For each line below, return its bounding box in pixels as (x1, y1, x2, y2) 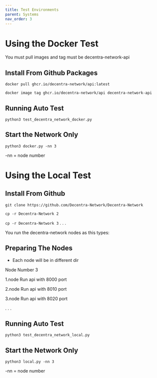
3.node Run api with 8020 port (5, 296, 68, 302)
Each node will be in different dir (12, 257, 79, 263)
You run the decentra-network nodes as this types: (5, 229, 110, 236)
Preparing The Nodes (5, 244, 73, 252)
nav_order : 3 (5, 16, 32, 21)
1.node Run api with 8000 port (5, 276, 67, 282)
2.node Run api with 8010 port (5, 286, 67, 292)
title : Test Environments (5, 7, 59, 12)
